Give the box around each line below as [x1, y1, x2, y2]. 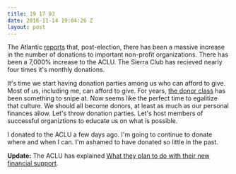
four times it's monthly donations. [7, 65, 105, 74]
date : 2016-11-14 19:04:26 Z [7, 17, 93, 24]
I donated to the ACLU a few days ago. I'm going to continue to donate [7, 130, 213, 139]
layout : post [7, 23, 46, 30]
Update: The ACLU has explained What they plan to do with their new [7, 151, 210, 160]
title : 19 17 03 [7, 10, 55, 18]
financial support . [7, 159, 59, 168]
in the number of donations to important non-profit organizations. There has [7, 50, 228, 59]
